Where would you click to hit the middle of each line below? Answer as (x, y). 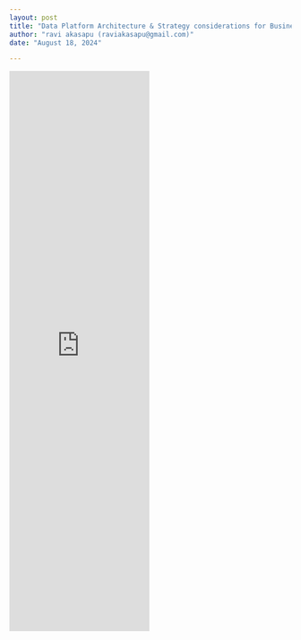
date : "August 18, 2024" (56, 43)
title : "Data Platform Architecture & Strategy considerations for (138, 26)
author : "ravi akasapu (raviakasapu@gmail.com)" (102, 34)
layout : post (34, 17)
